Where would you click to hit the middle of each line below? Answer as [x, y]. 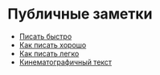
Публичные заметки [80, 14]
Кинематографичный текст [66, 62]
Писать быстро [45, 36]
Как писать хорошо [53, 44]
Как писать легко [49, 53]
